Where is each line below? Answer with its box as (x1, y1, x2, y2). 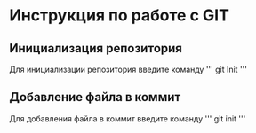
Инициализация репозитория (9, 41, 182, 56)
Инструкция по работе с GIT (9, 5, 229, 26)
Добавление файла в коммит (9, 90, 181, 105)
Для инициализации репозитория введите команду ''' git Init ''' (9, 64, 247, 74)
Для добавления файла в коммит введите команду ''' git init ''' (9, 113, 246, 124)
